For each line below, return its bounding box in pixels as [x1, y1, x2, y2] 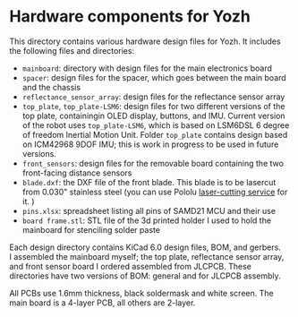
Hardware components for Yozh [9, 6, 251, 27]
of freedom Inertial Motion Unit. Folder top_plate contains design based [21, 129, 288, 140]
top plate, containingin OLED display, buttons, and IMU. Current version [21, 110, 285, 121]
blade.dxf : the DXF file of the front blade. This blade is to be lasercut [21, 176, 277, 187]
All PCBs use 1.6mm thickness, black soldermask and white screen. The [9, 287, 275, 298]
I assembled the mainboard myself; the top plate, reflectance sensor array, [9, 251, 285, 261]
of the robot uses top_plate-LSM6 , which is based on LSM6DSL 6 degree [21, 119, 290, 131]
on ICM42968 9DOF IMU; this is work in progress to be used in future [21, 139, 279, 150]
